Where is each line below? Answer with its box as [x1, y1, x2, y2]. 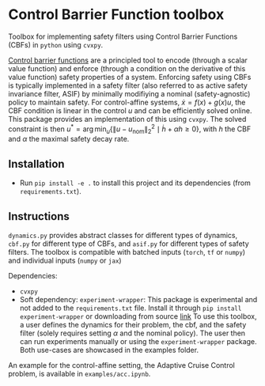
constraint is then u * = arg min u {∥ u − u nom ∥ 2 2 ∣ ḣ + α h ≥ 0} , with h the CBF [8, 123, 252, 135]
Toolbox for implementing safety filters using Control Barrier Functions [8, 32, 238, 41]
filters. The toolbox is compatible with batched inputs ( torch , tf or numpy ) [8, 248, 246, 257]
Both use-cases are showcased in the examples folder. [19, 346, 199, 355]
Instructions [8, 210, 70, 223]
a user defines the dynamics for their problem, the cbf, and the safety [19, 320, 247, 330]
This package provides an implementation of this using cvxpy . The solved [8, 114, 247, 123]
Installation [8, 157, 65, 171]
